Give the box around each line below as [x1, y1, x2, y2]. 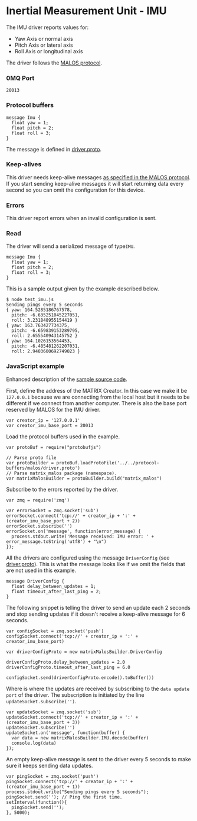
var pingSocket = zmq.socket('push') [6, 773, 99, 779]
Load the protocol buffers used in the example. [6, 433, 120, 440]
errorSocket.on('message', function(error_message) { [6, 528, 142, 534]
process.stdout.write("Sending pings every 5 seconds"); [6, 788, 149, 795]
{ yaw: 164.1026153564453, [6, 338, 73, 344]
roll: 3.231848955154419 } [11, 318, 78, 324]
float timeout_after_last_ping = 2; [11, 589, 101, 594]
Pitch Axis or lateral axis [14, 41, 74, 49]
